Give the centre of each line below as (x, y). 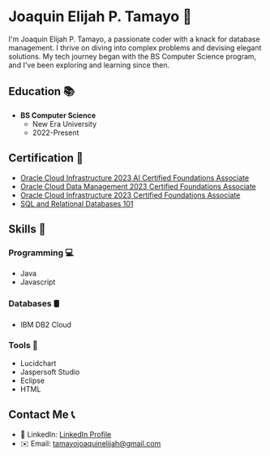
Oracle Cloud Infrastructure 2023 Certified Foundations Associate (130, 195)
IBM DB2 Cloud (45, 324)
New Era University (64, 124)
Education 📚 (42, 91)
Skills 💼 (27, 229)
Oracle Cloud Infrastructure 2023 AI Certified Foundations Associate (135, 177)
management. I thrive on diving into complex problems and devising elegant (135, 47)
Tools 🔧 (23, 345)
